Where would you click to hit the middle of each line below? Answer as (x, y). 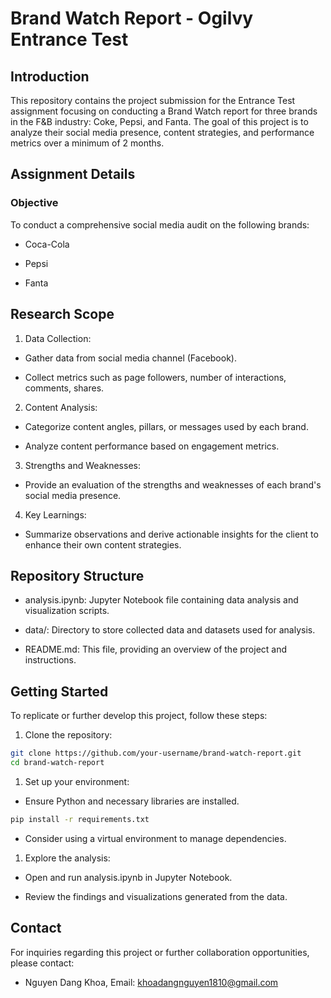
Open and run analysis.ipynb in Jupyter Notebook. (128, 877)
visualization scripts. (67, 611)
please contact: (42, 963)
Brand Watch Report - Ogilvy (132, 18)
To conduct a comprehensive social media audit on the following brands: (160, 224)
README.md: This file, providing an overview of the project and (156, 649)
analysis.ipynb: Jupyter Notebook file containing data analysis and (161, 600)
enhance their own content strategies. (103, 544)
